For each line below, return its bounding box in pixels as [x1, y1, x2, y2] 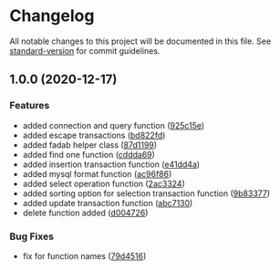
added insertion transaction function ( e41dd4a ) [22, 159, 201, 170]
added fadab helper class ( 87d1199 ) [22, 139, 158, 151]
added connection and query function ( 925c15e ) [22, 119, 205, 130]
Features [9, 99, 50, 112]
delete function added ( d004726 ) [22, 207, 149, 218]
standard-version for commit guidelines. [9, 45, 161, 56]
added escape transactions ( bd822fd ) [22, 130, 166, 140]
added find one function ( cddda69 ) [22, 149, 155, 160]
